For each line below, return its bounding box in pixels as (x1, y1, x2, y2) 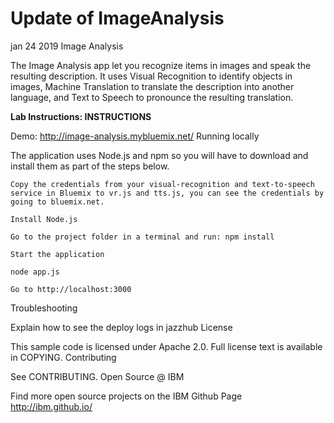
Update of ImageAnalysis (10, 7, 225, 30)
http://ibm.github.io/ (10, 400, 93, 412)
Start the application (10, 249, 105, 259)
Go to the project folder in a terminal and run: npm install (10, 232, 275, 242)
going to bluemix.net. (10, 197, 105, 207)
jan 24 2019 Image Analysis (10, 40, 124, 52)
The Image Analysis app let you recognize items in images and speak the (10, 59, 312, 71)
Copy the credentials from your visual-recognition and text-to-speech (10, 179, 315, 189)
